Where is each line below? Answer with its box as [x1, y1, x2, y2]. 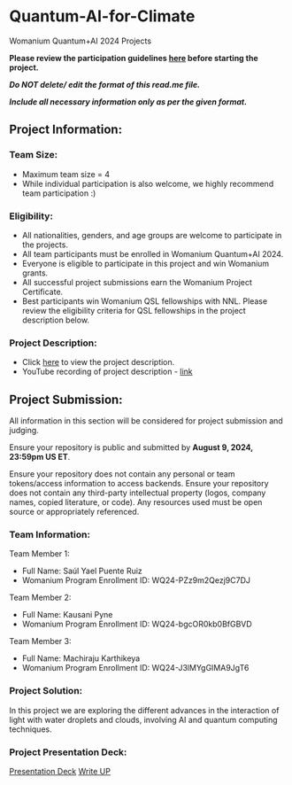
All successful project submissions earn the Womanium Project [21, 276, 252, 287]
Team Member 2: [9, 592, 72, 603]
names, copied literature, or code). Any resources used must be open [9, 497, 263, 508]
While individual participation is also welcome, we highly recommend [21, 178, 274, 189]
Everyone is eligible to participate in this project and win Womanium [21, 258, 270, 268]
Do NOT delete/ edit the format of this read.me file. [9, 79, 201, 89]
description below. [21, 315, 90, 325]
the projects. [21, 239, 69, 250]
